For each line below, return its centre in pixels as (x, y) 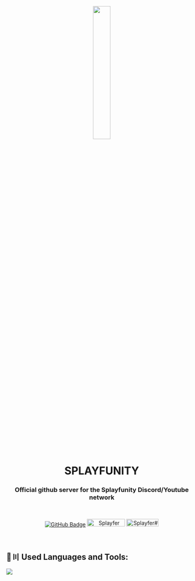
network (102, 497)
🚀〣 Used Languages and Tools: (67, 557)
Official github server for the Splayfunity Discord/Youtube (102, 490)
